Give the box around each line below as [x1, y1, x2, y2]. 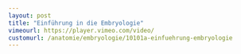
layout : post [8, 11, 52, 20]
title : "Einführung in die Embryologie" [8, 19, 145, 27]
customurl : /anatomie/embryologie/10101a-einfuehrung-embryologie [8, 33, 233, 42]
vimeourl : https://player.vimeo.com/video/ [8, 26, 155, 34]
